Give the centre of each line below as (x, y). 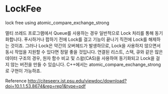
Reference (16, 80)
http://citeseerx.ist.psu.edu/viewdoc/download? (77, 80)
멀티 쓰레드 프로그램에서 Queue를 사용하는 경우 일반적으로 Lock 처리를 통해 (79, 33)
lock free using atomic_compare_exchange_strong (57, 23)
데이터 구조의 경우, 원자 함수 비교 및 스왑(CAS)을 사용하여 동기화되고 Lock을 (80, 58)
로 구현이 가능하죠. (23, 70)
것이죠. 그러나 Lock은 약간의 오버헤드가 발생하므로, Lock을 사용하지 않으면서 (86, 45)
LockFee (23, 9)
